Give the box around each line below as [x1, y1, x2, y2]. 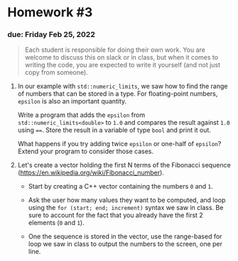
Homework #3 [7, 4, 93, 21]
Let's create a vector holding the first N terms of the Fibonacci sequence [17, 161, 231, 170]
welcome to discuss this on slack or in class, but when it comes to [24, 53, 219, 62]
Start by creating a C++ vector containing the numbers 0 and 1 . [28, 182, 213, 191]
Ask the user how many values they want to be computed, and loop [28, 196, 226, 204]
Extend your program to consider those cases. [17, 147, 154, 156]
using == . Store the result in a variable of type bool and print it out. [17, 126, 212, 135]
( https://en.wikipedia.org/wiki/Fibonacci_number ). [17, 168, 165, 177]
